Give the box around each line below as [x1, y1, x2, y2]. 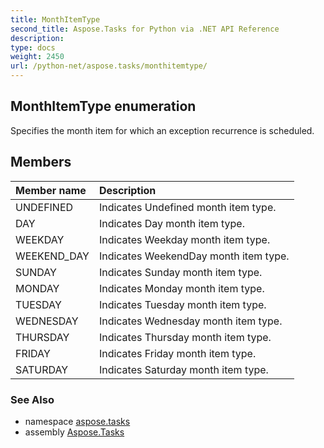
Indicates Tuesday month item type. [98, 297, 267, 311]
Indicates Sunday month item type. [98, 265, 263, 279]
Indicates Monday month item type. [98, 281, 265, 295]
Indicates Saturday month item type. [98, 362, 269, 376]
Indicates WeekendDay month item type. [98, 249, 290, 263]
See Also [10, 392, 55, 406]
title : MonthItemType [10, 14, 101, 25]
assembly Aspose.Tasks [24, 426, 125, 438]
